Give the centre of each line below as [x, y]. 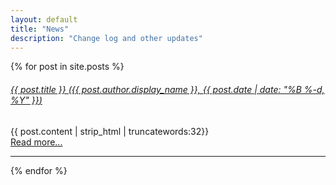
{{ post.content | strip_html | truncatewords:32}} [110, 131]
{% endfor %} [39, 170]
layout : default [44, 19]
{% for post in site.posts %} [67, 67]
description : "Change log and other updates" [106, 38]
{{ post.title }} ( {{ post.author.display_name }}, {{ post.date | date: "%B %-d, [167, 89]
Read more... [36, 142]
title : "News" [40, 29]
